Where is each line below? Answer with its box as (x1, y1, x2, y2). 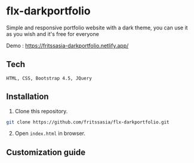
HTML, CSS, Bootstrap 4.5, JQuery (6, 75, 93, 81)
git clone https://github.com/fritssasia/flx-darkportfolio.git (6, 119, 170, 125)
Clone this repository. (14, 107, 68, 114)
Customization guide (6, 147, 85, 157)
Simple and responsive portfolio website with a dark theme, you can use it (6, 24, 188, 31)
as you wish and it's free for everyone (6, 30, 100, 37)
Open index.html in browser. (14, 130, 85, 137)
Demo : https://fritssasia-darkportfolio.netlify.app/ (6, 42, 129, 49)
